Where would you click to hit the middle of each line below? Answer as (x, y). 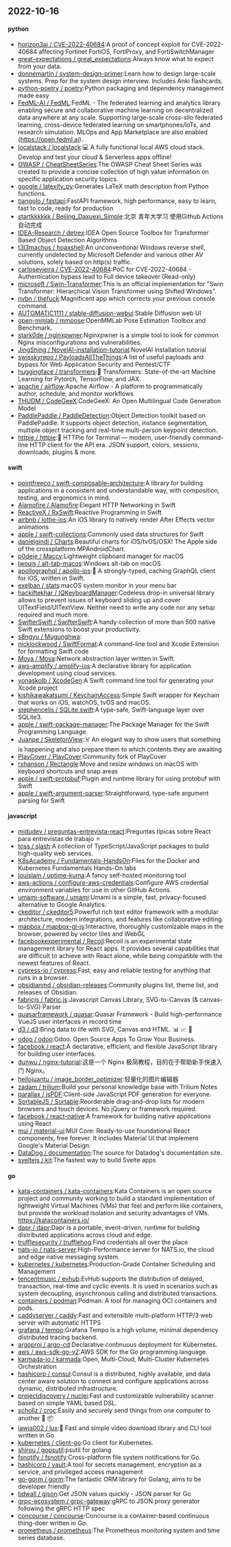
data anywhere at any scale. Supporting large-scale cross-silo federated (120, 117)
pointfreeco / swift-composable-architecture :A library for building (110, 483)
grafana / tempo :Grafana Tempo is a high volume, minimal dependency (118, 1330)
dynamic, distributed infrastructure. (68, 1389)
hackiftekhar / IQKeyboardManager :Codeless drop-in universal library (116, 593)
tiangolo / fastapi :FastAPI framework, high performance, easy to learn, (117, 201)
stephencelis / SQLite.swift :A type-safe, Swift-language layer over (111, 710)
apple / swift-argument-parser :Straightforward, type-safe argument (113, 793)
